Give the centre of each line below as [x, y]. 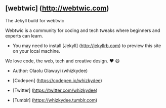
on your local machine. [36, 51]
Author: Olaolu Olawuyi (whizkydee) [50, 70]
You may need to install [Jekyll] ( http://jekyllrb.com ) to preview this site [87, 46]
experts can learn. [24, 35]
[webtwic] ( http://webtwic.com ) [57, 8]
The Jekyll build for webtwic [35, 20]
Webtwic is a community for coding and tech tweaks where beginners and [83, 30]
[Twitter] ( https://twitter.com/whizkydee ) [55, 90]
